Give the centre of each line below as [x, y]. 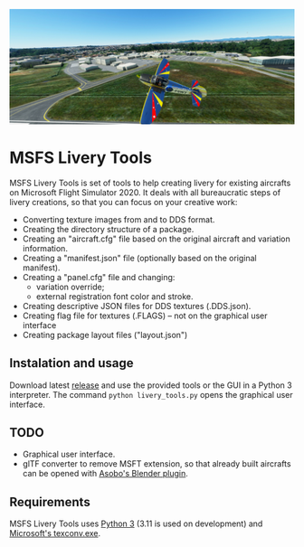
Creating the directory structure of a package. [108, 229]
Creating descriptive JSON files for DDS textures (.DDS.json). [137, 306]
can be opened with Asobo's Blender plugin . [105, 474]
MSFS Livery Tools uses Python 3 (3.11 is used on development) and [136, 523]
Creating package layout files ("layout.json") [105, 335]
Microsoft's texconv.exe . [55, 533]
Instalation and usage [71, 363]
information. [45, 248]
